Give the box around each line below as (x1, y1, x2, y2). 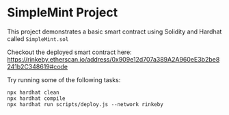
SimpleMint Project (7, 5, 118, 21)
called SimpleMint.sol (7, 34, 69, 42)
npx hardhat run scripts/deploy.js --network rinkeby (7, 101, 164, 107)
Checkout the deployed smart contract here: (7, 48, 132, 56)
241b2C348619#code (7, 62, 68, 71)
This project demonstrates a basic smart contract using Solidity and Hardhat (7, 27, 222, 36)
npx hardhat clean (7, 89, 59, 96)
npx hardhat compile (7, 94, 66, 102)
